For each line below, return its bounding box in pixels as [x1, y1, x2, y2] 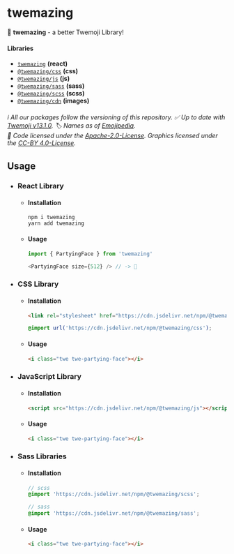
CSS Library [17, 279, 59, 289]
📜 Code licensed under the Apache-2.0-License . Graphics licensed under [7, 131, 218, 140]
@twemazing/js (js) [17, 75, 70, 83]
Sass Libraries [17, 451, 68, 461]
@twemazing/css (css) [17, 67, 79, 75]
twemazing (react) [17, 59, 68, 68]
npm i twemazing [27, 214, 75, 221]
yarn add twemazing [27, 220, 85, 227]
